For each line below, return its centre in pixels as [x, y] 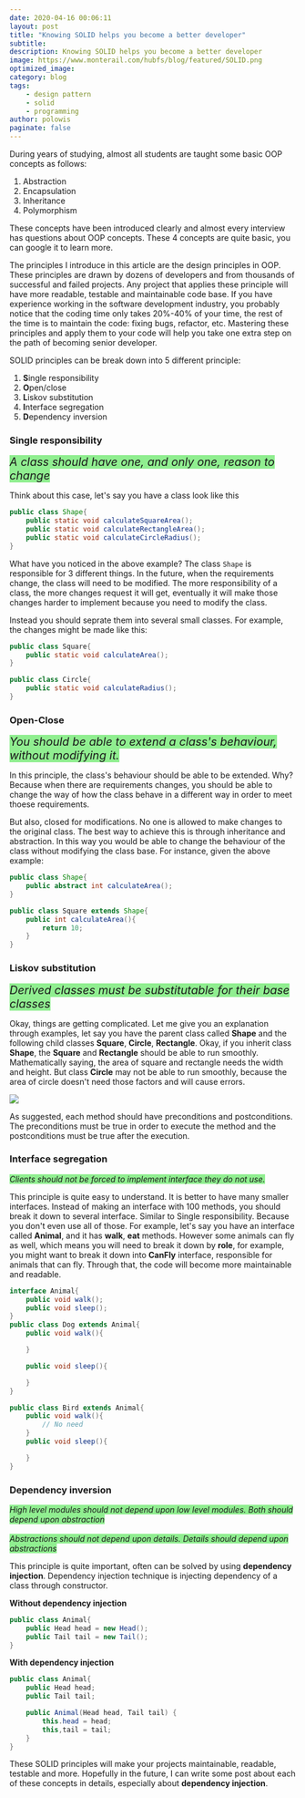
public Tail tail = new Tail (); [87, 1637]
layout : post [34, 26]
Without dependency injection [68, 1603]
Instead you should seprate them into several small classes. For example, [147, 620]
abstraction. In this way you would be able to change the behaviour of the [147, 842]
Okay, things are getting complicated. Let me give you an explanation [139, 1023]
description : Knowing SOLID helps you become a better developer [136, 52]
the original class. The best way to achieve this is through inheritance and [147, 832]
